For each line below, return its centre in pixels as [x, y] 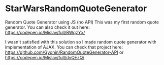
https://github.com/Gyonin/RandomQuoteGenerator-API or [65, 52]
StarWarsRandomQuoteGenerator [76, 9]
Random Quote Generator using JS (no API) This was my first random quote [82, 22]
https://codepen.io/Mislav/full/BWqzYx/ [45, 32]
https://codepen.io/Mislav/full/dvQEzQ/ [45, 57]
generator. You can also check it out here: [48, 27]
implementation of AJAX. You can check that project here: [64, 47]
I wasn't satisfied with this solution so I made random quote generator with [81, 42]
